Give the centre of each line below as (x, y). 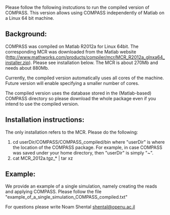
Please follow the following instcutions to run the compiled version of (77, 7)
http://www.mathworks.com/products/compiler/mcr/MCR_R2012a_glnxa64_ (86, 57)
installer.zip (17, 63)
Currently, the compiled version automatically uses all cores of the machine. (84, 78)
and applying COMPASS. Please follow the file (53, 192)
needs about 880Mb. (27, 68)
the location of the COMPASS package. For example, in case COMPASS (87, 147)
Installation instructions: (45, 120)
